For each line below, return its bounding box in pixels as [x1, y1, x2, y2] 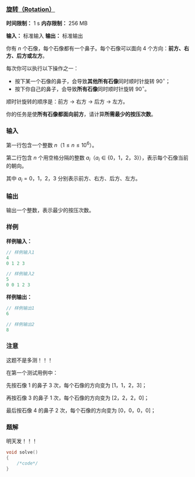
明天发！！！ [6, 437, 37, 444]
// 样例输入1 [6, 249, 35, 255]
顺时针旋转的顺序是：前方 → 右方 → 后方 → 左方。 [6, 98, 128, 105]
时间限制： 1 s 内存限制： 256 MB [6, 20, 88, 27]
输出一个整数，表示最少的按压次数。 [6, 207, 95, 214]
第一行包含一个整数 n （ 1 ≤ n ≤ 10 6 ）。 [6, 140, 97, 148]
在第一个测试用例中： [6, 369, 58, 376]
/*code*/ [17, 460, 38, 466]
